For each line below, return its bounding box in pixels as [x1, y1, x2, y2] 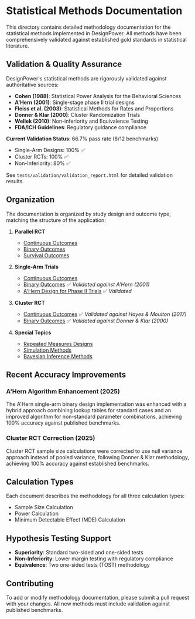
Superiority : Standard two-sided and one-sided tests [14, 549, 143, 556]
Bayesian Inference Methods [23, 352, 93, 359]
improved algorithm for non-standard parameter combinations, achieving [6, 413, 182, 420]
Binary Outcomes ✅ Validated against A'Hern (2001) [23, 281, 150, 288]
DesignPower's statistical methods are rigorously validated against [6, 75, 167, 82]
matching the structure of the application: [6, 216, 107, 224]
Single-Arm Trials [14, 263, 59, 270]
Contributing [6, 578, 54, 588]
